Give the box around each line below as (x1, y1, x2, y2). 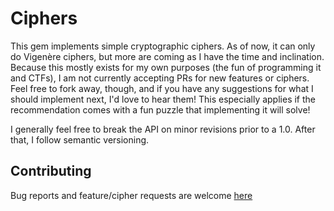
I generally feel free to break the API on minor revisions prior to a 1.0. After (10, 123, 316, 135)
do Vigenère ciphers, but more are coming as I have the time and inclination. (10, 50, 325, 62)
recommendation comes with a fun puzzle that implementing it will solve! (10, 103, 311, 116)
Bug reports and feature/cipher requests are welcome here (10, 189, 253, 201)
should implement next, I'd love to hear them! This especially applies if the (10, 93, 316, 105)
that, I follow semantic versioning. (10, 133, 150, 146)
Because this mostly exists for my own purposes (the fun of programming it (10, 61, 322, 73)
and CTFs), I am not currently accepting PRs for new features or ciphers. (10, 72, 310, 84)
